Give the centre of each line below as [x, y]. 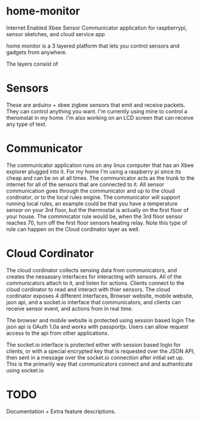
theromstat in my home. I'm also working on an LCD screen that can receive [100, 117]
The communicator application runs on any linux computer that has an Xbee [100, 165]
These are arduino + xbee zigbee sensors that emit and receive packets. [96, 105]
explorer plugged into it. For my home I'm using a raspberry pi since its [94, 171]
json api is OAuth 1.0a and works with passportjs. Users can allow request [97, 326]
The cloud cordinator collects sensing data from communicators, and [91, 270]
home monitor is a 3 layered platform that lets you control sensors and [93, 46]
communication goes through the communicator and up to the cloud [91, 190]
